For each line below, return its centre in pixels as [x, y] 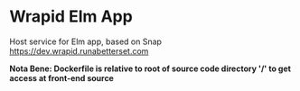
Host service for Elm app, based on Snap [86, 41]
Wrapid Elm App [71, 17]
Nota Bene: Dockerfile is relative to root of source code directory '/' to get [150, 68]
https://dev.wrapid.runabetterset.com [79, 50]
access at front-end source [62, 77]
